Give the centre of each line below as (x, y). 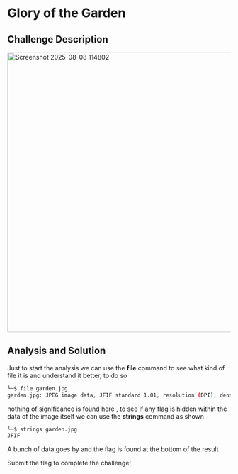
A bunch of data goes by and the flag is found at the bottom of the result (113, 449)
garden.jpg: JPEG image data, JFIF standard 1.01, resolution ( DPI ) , (112, 395)
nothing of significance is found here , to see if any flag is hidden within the (117, 409)
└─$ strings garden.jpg (42, 429)
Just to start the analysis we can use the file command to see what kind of (116, 368)
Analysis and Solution (57, 351)
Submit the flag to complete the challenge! (69, 463)
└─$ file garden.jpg (38, 388)
